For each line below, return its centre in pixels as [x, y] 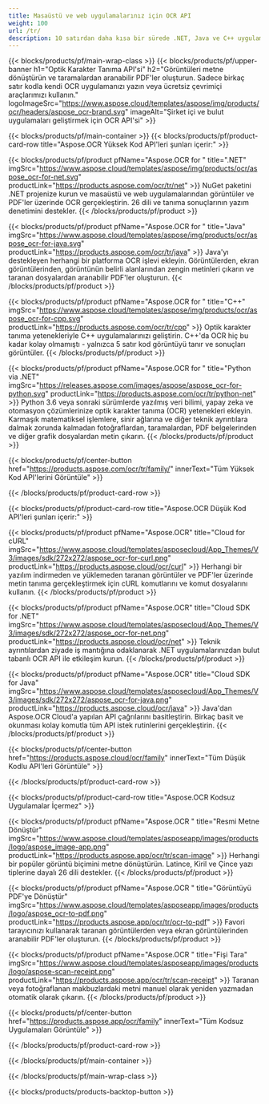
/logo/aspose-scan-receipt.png [60, 972]
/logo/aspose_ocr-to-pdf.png [56, 913]
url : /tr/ [25, 30]
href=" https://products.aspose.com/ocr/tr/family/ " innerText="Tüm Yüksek [131, 469]
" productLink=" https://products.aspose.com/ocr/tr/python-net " [151, 394]
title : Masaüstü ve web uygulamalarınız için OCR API [100, 16]
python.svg [27, 394]
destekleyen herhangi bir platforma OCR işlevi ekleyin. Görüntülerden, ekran [133, 260]
